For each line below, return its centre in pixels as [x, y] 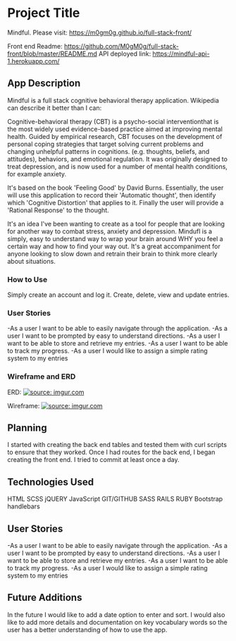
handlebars [24, 506]
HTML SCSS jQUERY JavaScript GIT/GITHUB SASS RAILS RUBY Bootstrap [115, 499]
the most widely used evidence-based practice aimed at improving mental [115, 129]
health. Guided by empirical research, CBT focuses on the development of [115, 136]
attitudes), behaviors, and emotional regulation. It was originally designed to [117, 159]
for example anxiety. [37, 173]
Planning [27, 428]
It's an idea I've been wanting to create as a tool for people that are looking [116, 224]
